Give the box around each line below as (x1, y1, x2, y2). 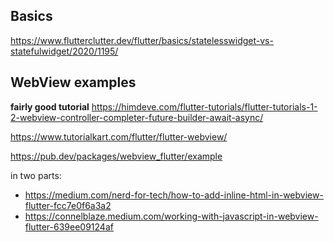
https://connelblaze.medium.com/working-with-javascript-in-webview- (24, 210, 319, 222)
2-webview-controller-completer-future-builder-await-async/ (10, 111, 264, 123)
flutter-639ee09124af (24, 220, 114, 233)
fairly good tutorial (10, 100, 90, 113)
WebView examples (10, 74, 137, 91)
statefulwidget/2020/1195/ (10, 45, 119, 57)
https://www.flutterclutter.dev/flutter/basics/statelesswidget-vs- (10, 34, 274, 46)
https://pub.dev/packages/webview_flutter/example (10, 150, 223, 162)
